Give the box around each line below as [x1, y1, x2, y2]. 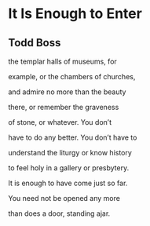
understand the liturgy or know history [8, 148, 132, 157]
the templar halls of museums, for [8, 56, 118, 66]
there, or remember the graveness [8, 103, 119, 111]
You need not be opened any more [8, 194, 120, 202]
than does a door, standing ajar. [8, 209, 111, 218]
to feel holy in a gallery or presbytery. [8, 163, 130, 173]
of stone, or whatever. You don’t [8, 118, 112, 126]
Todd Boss [8, 36, 61, 49]
